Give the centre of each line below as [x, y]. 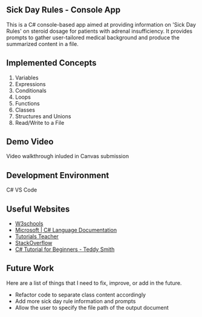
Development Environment [58, 175]
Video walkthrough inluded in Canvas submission [67, 156]
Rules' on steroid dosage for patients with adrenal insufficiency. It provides [99, 31]
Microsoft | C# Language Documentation [66, 230]
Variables [27, 78]
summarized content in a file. [42, 44]
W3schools [29, 224]
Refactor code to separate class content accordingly [80, 295]
